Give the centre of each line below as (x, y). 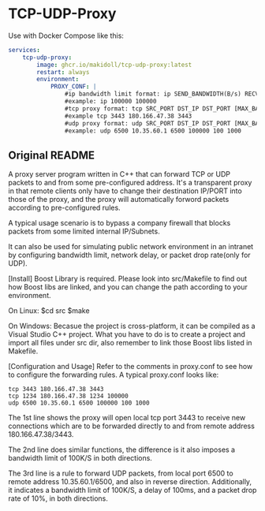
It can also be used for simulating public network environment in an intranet (131, 247)
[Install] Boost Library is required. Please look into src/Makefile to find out (128, 279)
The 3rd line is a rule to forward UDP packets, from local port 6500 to (121, 473)
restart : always (63, 72)
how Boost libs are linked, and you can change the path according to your (128, 287)
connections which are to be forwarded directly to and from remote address (131, 426)
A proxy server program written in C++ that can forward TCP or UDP (119, 174)
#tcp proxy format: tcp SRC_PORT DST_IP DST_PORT (147, 108)
